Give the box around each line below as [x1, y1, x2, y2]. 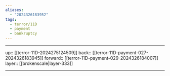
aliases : [5, 7, 24, 13]
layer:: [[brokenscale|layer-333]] [5, 60, 73, 66]
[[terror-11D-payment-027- [92, 50, 149, 56]
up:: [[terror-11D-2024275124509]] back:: [5, 50, 92, 56]
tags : [5, 17, 17, 22]
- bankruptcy [10, 31, 37, 36]
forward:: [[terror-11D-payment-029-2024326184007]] [44, 55, 158, 61]
